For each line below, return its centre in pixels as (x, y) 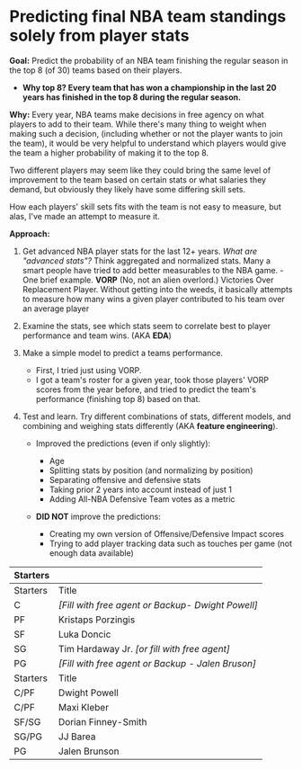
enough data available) (92, 553)
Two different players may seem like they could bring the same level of (140, 170)
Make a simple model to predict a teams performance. (122, 353)
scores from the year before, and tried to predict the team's (146, 389)
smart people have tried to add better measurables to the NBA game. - (153, 270)
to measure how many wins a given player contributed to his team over (154, 299)
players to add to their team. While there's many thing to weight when (138, 124)
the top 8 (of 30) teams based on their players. (96, 70)
